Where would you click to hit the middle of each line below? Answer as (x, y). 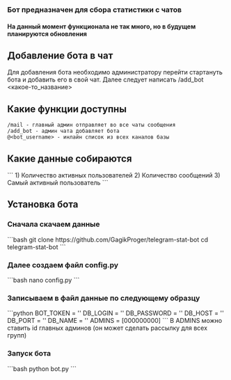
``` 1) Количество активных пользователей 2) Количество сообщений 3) (114, 175)
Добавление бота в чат (60, 55)
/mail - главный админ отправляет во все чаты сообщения (91, 125)
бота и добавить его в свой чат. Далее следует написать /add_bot (105, 80)
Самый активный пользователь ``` (58, 182)
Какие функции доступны (67, 109)
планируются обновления (47, 33)
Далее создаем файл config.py (63, 264)
